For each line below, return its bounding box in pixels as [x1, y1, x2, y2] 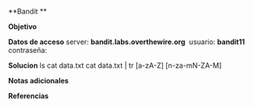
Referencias [8, 91, 49, 101]
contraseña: [8, 46, 47, 54]
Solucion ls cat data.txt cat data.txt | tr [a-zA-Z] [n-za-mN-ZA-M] [8, 61, 222, 70]
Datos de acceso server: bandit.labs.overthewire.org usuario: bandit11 [8, 37, 245, 46]
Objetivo [8, 22, 37, 31]
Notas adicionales [8, 76, 69, 85]
